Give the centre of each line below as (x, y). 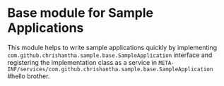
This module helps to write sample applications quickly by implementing (112, 47)
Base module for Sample (81, 13)
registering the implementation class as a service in (82, 62)
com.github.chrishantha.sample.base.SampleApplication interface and (110, 55)
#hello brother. (29, 76)
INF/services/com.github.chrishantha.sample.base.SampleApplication (110, 69)
